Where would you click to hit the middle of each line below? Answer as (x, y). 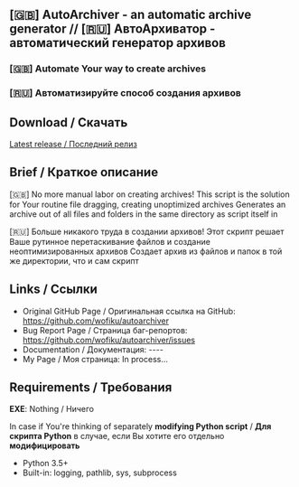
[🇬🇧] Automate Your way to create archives (107, 69)
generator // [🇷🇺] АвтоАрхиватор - (112, 29)
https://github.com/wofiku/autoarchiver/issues (109, 340)
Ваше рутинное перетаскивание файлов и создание (110, 241)
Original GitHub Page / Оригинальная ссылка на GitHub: (129, 311)
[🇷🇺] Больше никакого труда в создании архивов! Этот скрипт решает (147, 231)
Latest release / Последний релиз (73, 145)
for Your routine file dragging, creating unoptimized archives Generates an (148, 204)
